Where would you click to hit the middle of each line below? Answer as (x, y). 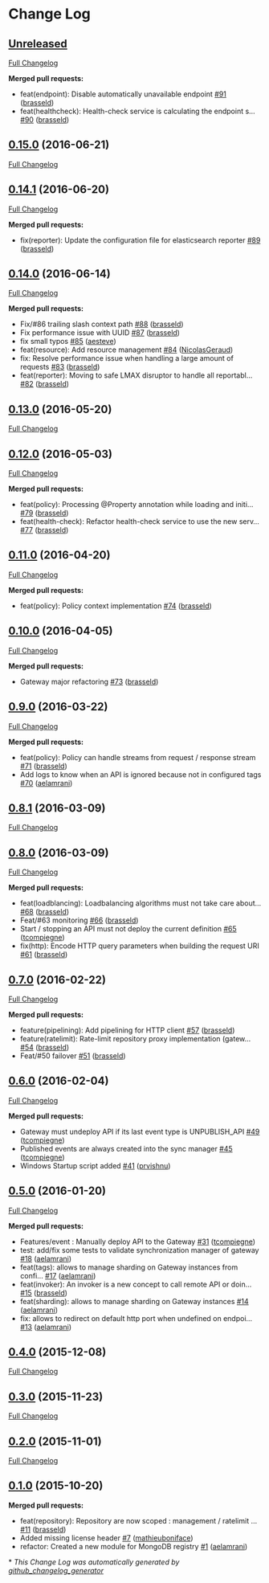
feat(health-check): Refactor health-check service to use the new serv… (139, 522)
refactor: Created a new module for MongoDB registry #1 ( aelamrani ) (134, 1546)
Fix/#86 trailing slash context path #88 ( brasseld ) (102, 324)
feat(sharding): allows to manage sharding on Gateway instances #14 (134, 1301)
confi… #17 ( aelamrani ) (58, 1275)
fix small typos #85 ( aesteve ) (68, 342)
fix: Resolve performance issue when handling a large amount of (127, 358)
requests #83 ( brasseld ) (60, 367)
